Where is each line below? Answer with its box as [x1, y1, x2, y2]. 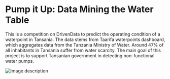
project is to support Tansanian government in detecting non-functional [5, 52, 155, 59]
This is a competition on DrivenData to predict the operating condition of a [5, 31, 161, 37]
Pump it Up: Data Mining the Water [5, 4, 154, 15]
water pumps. [5, 58, 35, 64]
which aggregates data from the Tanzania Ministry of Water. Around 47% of [5, 42, 164, 48]
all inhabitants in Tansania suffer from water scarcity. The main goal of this [5, 47, 161, 53]
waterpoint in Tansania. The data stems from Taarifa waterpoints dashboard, [5, 36, 165, 43]
